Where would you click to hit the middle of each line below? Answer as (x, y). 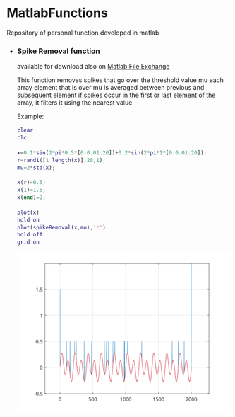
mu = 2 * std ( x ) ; (36, 168)
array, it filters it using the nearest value (74, 103)
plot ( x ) (28, 212)
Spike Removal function (58, 51)
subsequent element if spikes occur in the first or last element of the (116, 95)
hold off (30, 235)
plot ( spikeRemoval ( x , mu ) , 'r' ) (61, 227)
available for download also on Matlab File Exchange (93, 67)
